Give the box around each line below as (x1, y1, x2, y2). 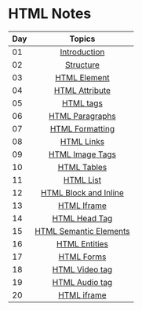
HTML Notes (8, 5, 92, 23)
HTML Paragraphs (48, 110, 116, 121)
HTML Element (54, 72, 110, 83)
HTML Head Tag (52, 213, 113, 224)
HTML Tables (57, 161, 107, 172)
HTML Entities (56, 238, 108, 249)
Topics (69, 33, 96, 44)
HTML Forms (58, 251, 107, 262)
